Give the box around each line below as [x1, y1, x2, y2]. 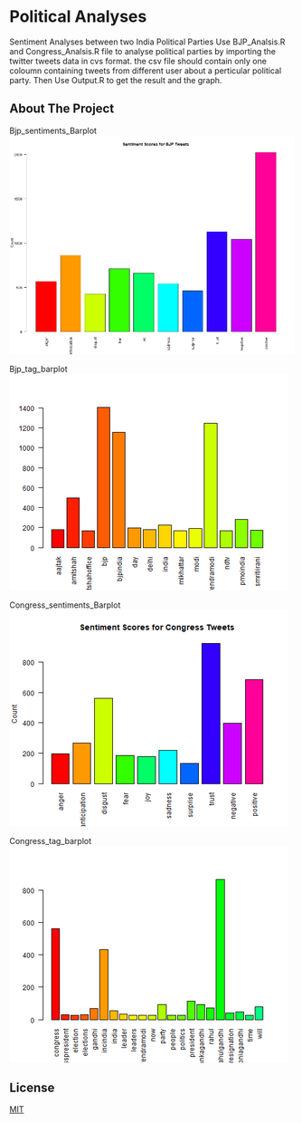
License [9, 1080, 55, 1095]
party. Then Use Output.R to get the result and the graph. [9, 74, 222, 85]
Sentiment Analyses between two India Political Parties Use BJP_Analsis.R [9, 36, 286, 47]
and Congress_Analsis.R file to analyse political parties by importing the [9, 45, 277, 56]
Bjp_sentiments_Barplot [9, 125, 98, 136]
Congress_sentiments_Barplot [9, 600, 121, 610]
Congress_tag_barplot [9, 835, 92, 846]
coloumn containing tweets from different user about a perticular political [9, 65, 282, 76]
